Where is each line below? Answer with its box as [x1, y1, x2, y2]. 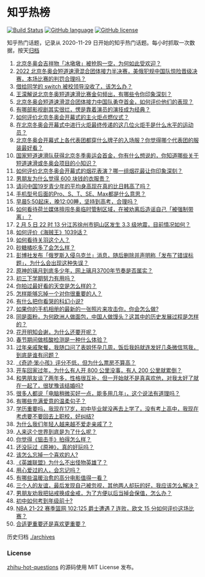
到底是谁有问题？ [15, 351, 60, 358]
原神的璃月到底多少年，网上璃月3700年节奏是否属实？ [15, 266, 153, 274]
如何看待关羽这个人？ [15, 236, 70, 243]
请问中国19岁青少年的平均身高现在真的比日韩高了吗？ [15, 182, 151, 190]
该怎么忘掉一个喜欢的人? [15, 451, 79, 458]
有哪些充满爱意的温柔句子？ [15, 397, 87, 405]
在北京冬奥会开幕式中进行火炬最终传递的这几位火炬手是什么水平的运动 [15, 121, 194, 128]
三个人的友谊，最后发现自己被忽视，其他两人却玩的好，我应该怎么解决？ [15, 481, 199, 489]
